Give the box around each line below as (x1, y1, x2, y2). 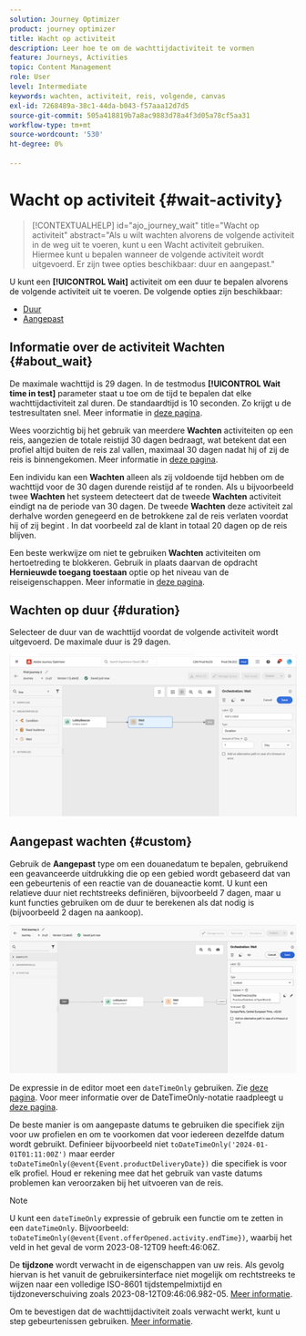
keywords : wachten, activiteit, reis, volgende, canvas (9, 91, 226, 100)
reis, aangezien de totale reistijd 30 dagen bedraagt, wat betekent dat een (9, 434, 287, 446)
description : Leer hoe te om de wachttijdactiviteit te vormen (9, 44, 255, 53)
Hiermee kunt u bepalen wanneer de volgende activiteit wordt (31, 249, 264, 260)
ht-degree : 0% (9, 139, 64, 149)
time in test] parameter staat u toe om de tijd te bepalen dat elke (9, 387, 252, 398)
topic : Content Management (9, 63, 112, 72)
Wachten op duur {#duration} (9, 602, 180, 619)
